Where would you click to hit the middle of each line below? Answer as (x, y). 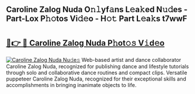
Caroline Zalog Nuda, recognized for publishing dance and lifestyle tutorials (97, 66)
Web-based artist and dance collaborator (131, 60)
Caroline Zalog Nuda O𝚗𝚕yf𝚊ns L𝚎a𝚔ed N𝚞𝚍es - (97, 10)
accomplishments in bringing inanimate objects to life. (71, 85)
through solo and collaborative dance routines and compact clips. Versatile (97, 73)
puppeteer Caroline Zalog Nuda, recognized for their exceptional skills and (96, 79)
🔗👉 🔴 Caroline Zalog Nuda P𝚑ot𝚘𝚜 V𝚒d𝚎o (85, 43)
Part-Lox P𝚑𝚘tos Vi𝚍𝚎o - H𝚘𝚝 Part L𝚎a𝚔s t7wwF (97, 19)
